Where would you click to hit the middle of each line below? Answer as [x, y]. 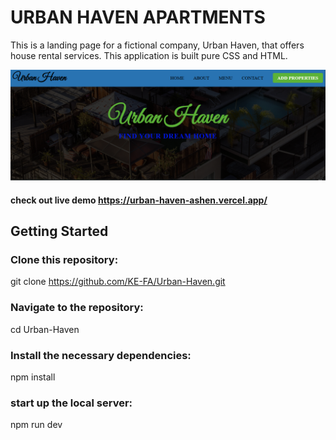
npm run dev [36, 425]
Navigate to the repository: [77, 308]
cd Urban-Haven [45, 329]
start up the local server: [71, 403]
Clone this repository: [64, 260]
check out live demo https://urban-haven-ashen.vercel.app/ [139, 200]
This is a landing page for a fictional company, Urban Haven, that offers [157, 45]
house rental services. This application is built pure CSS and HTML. [149, 55]
